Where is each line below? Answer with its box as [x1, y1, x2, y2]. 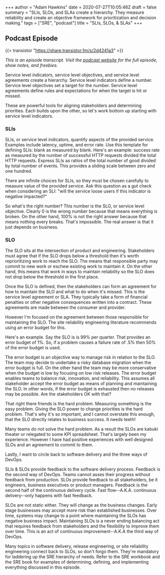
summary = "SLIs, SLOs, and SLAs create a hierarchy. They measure [5, 9, 144, 15]
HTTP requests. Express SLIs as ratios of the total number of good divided [5, 158, 156, 164]
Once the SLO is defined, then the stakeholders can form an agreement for [5, 284, 157, 289]
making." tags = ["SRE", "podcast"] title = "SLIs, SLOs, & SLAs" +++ [5, 20, 143, 26]
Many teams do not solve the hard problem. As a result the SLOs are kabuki [5, 426, 159, 432]
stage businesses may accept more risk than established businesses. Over [5, 507, 157, 514]
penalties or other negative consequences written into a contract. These [5, 299, 152, 305]
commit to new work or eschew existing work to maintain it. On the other [5, 263, 153, 269]
